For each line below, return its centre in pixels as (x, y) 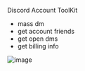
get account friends (46, 31)
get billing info (38, 46)
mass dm (31, 24)
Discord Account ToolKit (42, 10)
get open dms (38, 39)
